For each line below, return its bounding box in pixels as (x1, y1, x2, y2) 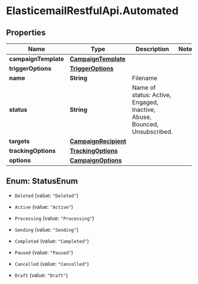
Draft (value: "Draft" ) (14, 272, 68, 279)
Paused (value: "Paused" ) (14, 249, 74, 256)
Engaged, (131, 98, 159, 106)
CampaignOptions (70, 156, 122, 164)
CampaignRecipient (70, 137, 127, 145)
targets (9, 137, 30, 145)
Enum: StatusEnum (6, 176, 78, 186)
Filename (131, 74, 158, 82)
